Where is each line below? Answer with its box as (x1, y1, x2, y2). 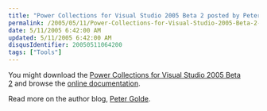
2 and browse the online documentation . (8, 78, 141, 88)
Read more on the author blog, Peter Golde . (8, 94, 151, 103)
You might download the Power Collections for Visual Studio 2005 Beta (8, 71, 241, 79)
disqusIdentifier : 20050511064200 (8, 41, 123, 49)
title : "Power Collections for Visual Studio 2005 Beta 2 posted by (8, 11, 240, 20)
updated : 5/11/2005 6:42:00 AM (8, 33, 112, 42)
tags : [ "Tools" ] (8, 48, 62, 56)
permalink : (8, 19, 44, 27)
